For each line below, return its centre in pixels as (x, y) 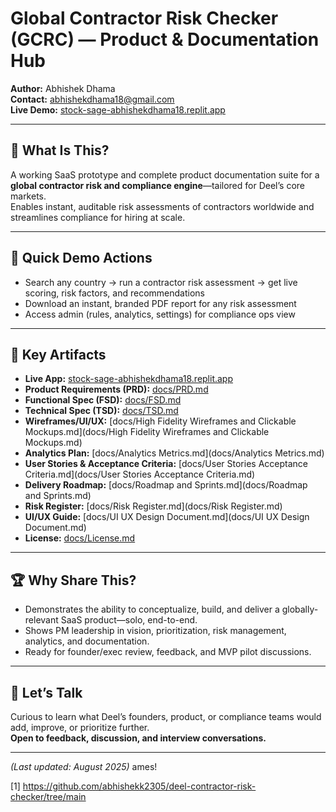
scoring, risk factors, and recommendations (114, 293)
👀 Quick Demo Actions (81, 258)
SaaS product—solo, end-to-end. (129, 620)
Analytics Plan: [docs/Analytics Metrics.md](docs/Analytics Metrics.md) (174, 453)
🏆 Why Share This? (73, 580)
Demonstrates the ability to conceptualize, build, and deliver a (152, 609)
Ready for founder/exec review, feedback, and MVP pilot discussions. (168, 652)
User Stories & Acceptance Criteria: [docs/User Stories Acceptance (166, 464)
